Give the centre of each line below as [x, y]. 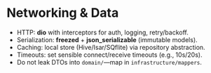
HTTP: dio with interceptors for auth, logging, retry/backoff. [102, 32]
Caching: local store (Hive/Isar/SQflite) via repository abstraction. [111, 47]
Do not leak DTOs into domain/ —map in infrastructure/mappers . [109, 62]
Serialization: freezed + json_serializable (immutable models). [107, 39]
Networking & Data [63, 13]
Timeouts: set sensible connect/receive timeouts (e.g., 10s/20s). [109, 55]
